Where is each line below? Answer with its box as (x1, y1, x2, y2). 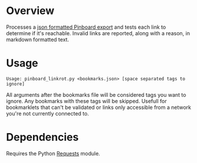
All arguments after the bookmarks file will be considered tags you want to (6, 91, 186, 98)
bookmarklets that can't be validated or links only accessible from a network (6, 104, 192, 111)
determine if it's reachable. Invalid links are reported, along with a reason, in (6, 29, 190, 36)
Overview (6, 4, 55, 18)
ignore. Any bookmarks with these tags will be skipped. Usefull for (6, 97, 167, 104)
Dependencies (6, 131, 79, 144)
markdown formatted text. (6, 36, 69, 43)
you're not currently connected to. (6, 110, 89, 117)
